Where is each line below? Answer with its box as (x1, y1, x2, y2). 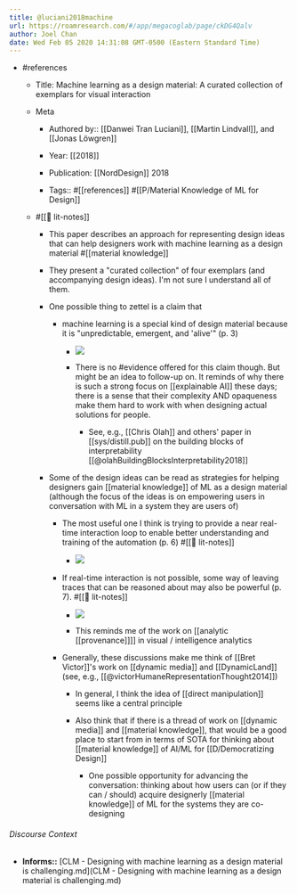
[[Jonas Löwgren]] (48, 133, 117, 144)
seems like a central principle (75, 698, 182, 709)
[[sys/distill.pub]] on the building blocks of (88, 436, 245, 447)
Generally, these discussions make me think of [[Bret (61, 652, 256, 663)
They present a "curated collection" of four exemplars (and (48, 265, 265, 276)
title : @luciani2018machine (9, 12, 114, 22)
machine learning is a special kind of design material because (61, 318, 289, 330)
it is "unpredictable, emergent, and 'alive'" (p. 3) (61, 328, 238, 339)
